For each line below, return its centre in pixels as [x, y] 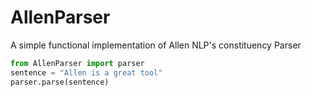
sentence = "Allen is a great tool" [86, 72]
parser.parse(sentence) [60, 82]
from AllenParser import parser [77, 63]
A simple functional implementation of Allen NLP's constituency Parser [156, 45]
